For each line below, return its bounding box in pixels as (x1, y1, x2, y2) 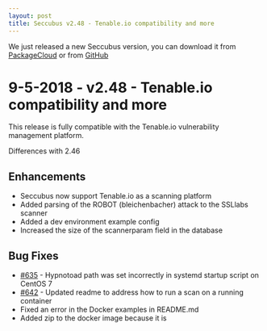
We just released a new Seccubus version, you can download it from (8, 41, 236, 51)
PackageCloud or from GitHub (8, 50, 109, 60)
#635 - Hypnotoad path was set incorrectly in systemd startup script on (19, 270, 260, 280)
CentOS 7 (19, 279, 52, 289)
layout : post (8, 11, 52, 20)
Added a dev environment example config (19, 217, 160, 227)
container (19, 296, 52, 306)
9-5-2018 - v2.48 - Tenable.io (8, 78, 213, 97)
